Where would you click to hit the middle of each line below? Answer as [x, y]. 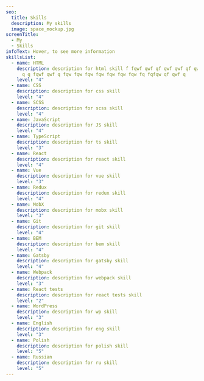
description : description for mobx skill [70, 210]
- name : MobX [28, 204]
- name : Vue [26, 170]
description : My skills [41, 23]
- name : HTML [28, 63]
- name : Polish [30, 340]
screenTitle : [22, 35]
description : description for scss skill [70, 108]
